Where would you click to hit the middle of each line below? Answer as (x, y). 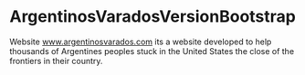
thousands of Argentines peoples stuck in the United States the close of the (152, 51)
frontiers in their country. (56, 61)
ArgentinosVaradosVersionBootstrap (153, 17)
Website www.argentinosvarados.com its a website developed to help (141, 42)
